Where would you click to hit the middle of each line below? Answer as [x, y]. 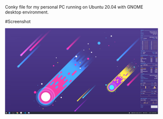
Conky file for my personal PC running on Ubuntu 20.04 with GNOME [74, 7]
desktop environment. [27, 12]
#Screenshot [18, 22]
